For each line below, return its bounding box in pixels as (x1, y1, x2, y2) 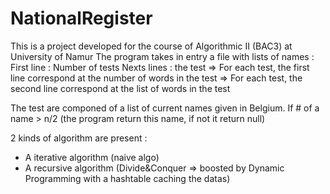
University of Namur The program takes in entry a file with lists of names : (10, 50, 315, 62)
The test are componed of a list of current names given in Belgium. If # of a (10, 102, 320, 114)
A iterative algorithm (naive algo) (24, 151, 160, 163)
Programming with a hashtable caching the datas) (24, 172, 231, 184)
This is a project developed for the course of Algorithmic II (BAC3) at (10, 40, 293, 52)
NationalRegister (10, 7, 153, 30)
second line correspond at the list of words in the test (10, 82, 231, 94)
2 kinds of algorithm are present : (10, 132, 148, 144)
